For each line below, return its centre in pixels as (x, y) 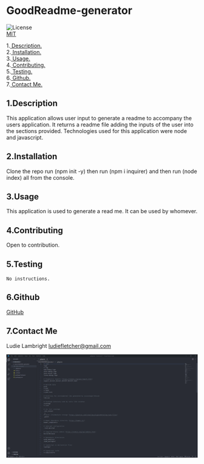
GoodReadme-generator (69, 11)
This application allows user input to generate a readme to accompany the (99, 118)
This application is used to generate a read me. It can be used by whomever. (102, 211)
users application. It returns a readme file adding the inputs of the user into (100, 125)
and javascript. (25, 137)
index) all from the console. (40, 177)
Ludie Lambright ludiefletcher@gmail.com (59, 346)
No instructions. (28, 279)
